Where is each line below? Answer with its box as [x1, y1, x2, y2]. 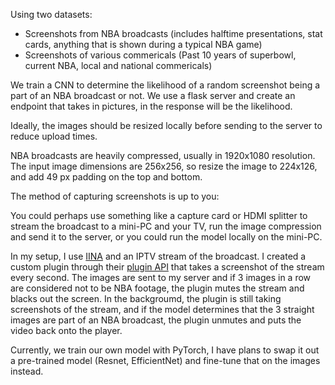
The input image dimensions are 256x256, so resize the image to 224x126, [10, 160, 318, 172]
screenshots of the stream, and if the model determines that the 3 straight [10, 304, 315, 315]
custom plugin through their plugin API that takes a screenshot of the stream [10, 261, 325, 273]
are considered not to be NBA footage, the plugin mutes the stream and [10, 282, 305, 294]
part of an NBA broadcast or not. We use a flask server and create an [10, 90, 296, 101]
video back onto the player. [10, 325, 123, 336]
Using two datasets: [10, 9, 93, 20]
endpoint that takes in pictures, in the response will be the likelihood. [10, 100, 293, 112]
